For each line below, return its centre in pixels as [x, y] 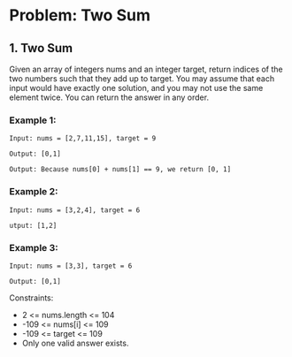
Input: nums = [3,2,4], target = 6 [75, 210]
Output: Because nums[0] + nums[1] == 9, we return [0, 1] [120, 170]
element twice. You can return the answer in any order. [109, 97]
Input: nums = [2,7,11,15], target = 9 [83, 139]
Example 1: [33, 120]
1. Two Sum [41, 48]
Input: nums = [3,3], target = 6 [71, 266]
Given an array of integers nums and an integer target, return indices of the [146, 69]
